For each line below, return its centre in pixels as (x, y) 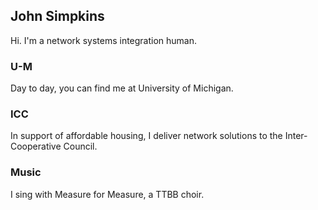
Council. (80, 146)
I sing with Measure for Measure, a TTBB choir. (107, 194)
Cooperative (36, 146)
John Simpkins (57, 16)
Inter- (296, 136)
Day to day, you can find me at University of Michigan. (122, 88)
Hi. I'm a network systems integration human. (104, 40)
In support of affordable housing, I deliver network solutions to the (146, 136)
